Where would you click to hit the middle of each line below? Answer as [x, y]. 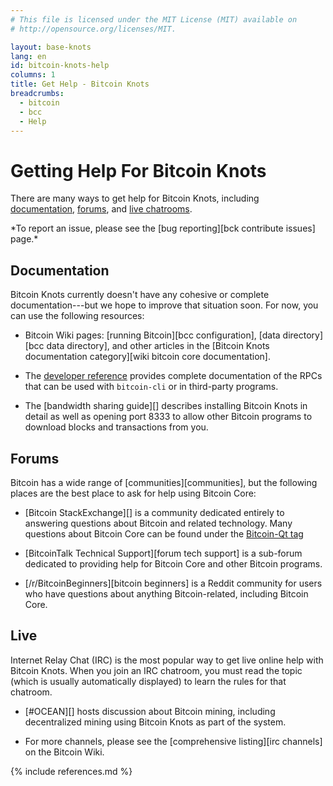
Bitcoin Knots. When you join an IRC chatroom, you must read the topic [156, 670]
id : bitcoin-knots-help [60, 66]
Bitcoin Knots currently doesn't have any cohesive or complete [140, 295]
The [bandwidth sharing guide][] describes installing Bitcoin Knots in [166, 406]
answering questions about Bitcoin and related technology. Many [158, 523]
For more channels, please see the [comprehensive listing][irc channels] [173, 741]
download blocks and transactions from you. [116, 427]
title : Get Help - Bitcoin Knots [80, 84]
